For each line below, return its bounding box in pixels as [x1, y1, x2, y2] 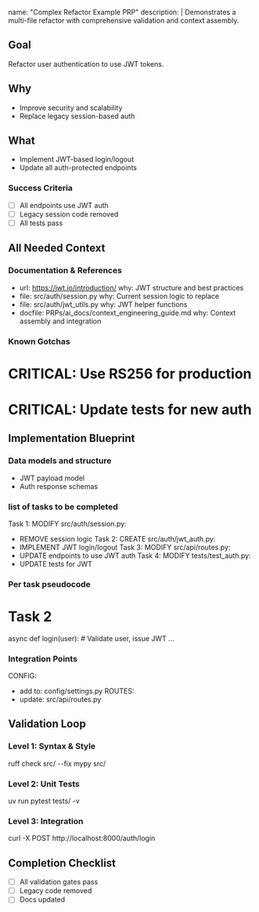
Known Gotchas [8, 336, 70, 347]
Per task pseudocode [8, 578, 92, 589]
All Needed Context [8, 242, 106, 255]
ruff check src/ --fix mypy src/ [8, 758, 106, 768]
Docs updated [19, 895, 66, 904]
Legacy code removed [19, 886, 92, 896]
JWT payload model [19, 473, 85, 483]
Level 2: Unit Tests [8, 778, 80, 789]
